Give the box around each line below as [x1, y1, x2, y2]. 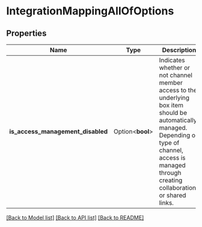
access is [159, 154, 186, 162]
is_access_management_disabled [9, 127, 108, 136]
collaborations [159, 184, 200, 192]
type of [159, 139, 180, 147]
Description [162, 46, 197, 54]
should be [159, 109, 188, 117]
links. [159, 199, 174, 207]
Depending [159, 131, 191, 139]
